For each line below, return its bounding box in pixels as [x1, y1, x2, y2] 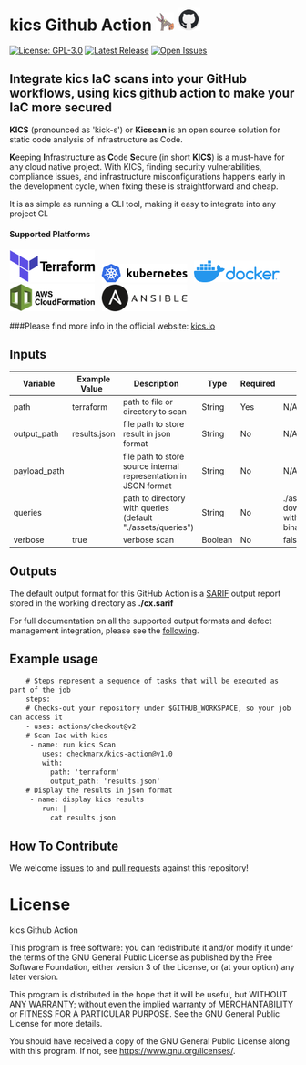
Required [240, 378, 276, 390]
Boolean [201, 535, 233, 546]
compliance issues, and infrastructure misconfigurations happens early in [9, 171, 286, 182]
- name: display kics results [29, 795, 145, 805]
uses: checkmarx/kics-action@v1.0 [42, 749, 173, 759]
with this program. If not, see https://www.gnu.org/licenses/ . [9, 1046, 236, 1057]
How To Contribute [9, 838, 119, 853]
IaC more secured [9, 99, 112, 116]
